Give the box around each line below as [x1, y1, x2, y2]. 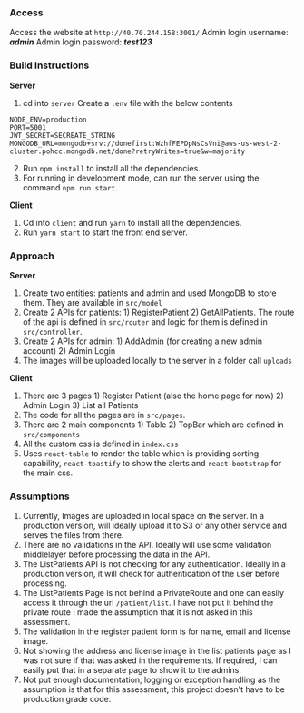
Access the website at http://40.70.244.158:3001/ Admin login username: [9, 27, 289, 38]
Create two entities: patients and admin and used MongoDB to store [22, 288, 277, 298]
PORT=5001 [9, 122, 47, 132]
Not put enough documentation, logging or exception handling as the [22, 674, 281, 686]
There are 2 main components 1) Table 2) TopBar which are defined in [22, 419, 284, 430]
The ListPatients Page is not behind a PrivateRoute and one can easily [22, 588, 284, 599]
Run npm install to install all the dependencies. [22, 162, 201, 173]
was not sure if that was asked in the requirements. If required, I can [22, 655, 278, 666]
